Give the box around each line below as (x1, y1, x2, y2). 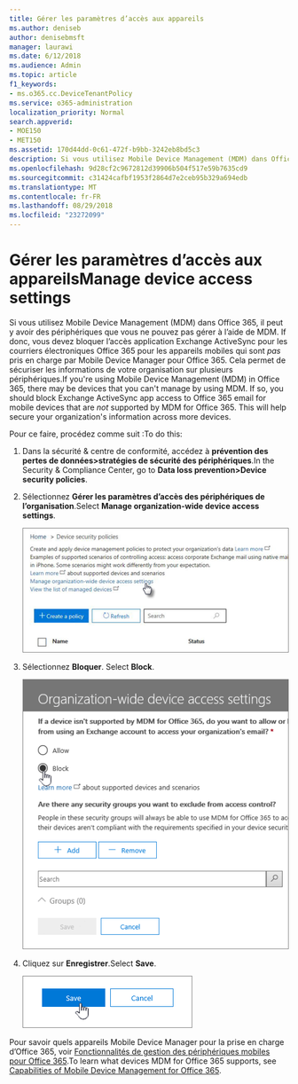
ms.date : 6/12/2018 (9, 51, 82, 61)
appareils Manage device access (9, 269, 253, 289)
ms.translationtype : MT (9, 183, 98, 192)
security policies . (21, 474, 88, 484)
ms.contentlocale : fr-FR (9, 192, 101, 201)
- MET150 (9, 136, 42, 145)
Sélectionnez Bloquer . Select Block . (21, 662, 155, 672)
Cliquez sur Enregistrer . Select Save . (21, 958, 157, 969)
